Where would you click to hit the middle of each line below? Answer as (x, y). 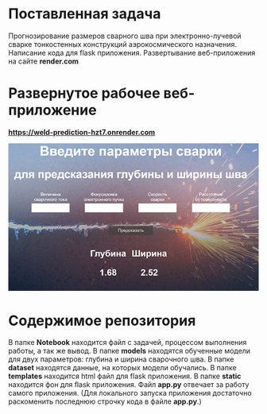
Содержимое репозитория (102, 321)
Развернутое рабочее (84, 93)
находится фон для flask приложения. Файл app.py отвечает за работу (129, 385)
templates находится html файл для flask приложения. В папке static (125, 376)
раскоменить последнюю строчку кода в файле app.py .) (105, 401)
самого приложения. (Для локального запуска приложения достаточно (130, 393)
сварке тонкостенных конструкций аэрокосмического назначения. (122, 44)
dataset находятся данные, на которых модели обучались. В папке (122, 368)
